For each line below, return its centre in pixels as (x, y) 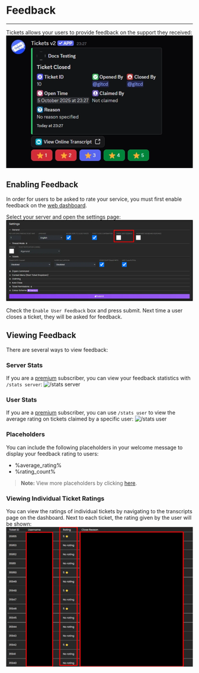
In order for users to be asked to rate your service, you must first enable (94, 199)
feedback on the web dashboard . (47, 205)
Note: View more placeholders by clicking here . (79, 483)
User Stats (22, 400)
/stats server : (24, 384)
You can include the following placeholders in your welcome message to (94, 447)
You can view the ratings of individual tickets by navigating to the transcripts (99, 511)
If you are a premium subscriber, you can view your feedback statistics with (98, 378)
